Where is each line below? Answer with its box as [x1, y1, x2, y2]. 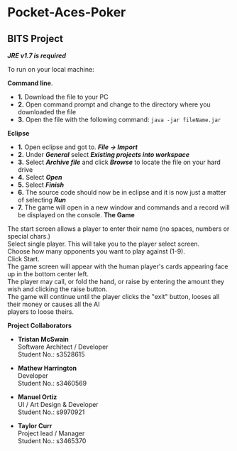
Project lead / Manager [17, 429, 85, 438]
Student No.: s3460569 [17, 379, 87, 387]
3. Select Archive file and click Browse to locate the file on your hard [17, 158, 221, 166]
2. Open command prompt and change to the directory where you [17, 100, 211, 109]
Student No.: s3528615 [17, 350, 85, 359]
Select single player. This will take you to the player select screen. [7, 239, 200, 248]
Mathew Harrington [17, 364, 77, 372]
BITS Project [7, 33, 64, 45]
